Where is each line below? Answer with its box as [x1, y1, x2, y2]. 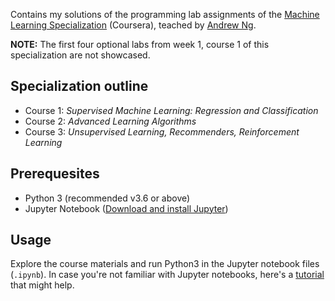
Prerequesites [10, 165, 100, 183]
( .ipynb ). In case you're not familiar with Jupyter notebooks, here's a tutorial [10, 269, 325, 281]
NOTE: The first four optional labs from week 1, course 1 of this [10, 39, 270, 50]
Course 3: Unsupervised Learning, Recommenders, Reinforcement [24, 125, 300, 138]
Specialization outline [10, 78, 149, 95]
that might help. [10, 279, 75, 291]
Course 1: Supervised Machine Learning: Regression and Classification [24, 104, 319, 116]
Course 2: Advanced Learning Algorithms [24, 115, 197, 127]
